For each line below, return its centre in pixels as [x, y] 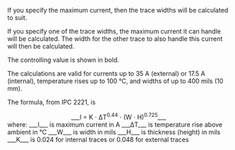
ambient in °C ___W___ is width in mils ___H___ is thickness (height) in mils [114, 132]
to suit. [17, 18]
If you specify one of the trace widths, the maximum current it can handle [114, 31]
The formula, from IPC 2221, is [52, 102]
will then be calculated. [41, 46]
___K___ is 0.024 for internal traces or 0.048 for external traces [98, 139]
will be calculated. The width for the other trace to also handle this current [115, 39]
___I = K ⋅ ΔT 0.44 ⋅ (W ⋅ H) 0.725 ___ [119, 117]
